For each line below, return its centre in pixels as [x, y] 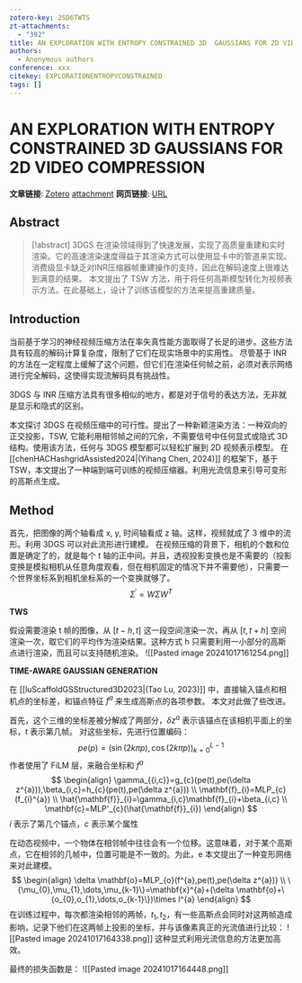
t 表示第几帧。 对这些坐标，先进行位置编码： [108, 731]
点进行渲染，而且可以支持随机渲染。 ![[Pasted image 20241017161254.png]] [149, 653]
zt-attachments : [40, 26]
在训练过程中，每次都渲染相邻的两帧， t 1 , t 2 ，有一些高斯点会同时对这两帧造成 [151, 915]
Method [32, 510]
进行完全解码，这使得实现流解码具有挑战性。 [92, 375]
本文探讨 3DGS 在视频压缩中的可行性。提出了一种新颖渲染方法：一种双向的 [148, 425]
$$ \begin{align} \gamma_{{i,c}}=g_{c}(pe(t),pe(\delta [151, 780]
